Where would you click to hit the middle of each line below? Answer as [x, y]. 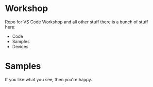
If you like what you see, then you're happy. [49, 79]
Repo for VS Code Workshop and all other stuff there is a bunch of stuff [76, 22]
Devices [20, 46]
